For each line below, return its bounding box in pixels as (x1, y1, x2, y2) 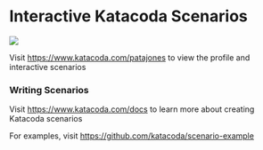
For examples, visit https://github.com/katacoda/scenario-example (9, 130, 254, 141)
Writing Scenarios (9, 83, 89, 96)
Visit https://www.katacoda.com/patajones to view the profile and (9, 51, 251, 63)
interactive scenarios (9, 61, 86, 72)
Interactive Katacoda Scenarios (9, 6, 248, 27)
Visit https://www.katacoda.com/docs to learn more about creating (9, 104, 255, 114)
